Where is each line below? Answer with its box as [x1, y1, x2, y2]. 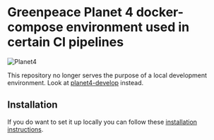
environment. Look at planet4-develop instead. [7, 78, 144, 87]
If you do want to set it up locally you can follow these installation [7, 117, 198, 126]
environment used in [66, 19, 189, 35]
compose [7, 19, 64, 35]
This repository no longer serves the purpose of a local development [7, 71, 207, 79]
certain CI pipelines [7, 34, 124, 50]
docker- [136, 4, 184, 20]
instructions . [7, 125, 44, 134]
